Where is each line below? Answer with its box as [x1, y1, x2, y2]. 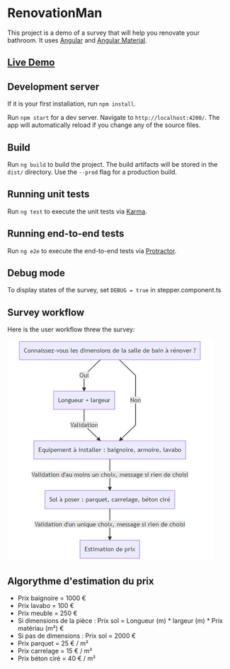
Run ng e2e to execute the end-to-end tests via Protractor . [7, 246, 177, 255]
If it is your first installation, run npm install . [7, 99, 137, 108]
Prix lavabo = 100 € [17, 602, 74, 610]
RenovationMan [7, 5, 103, 21]
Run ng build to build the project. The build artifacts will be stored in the [7, 160, 218, 168]
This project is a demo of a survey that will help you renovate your [7, 28, 200, 37]
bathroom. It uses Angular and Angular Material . [7, 35, 147, 44]
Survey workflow [7, 306, 85, 319]
